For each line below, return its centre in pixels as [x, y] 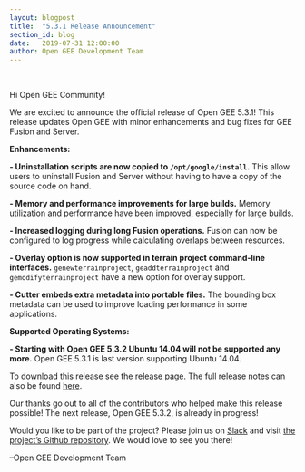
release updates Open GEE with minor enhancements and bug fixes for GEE [151, 122]
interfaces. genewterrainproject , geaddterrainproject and [119, 267]
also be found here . [46, 386]
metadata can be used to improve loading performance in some [128, 304]
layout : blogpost [42, 18]
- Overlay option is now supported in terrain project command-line [138, 258]
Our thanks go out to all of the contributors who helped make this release [146, 403]
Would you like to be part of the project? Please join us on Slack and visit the [152, 430]
